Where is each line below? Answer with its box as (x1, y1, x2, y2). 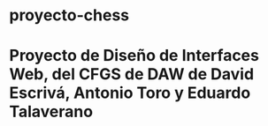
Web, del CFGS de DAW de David (9, 64, 255, 85)
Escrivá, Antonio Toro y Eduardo (9, 83, 251, 103)
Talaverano (9, 102, 94, 122)
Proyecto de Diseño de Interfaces (9, 46, 259, 66)
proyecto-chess (9, 5, 130, 26)
